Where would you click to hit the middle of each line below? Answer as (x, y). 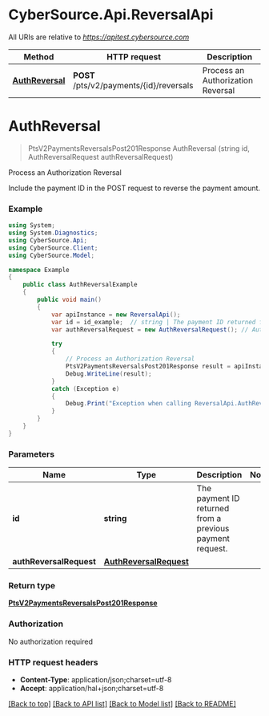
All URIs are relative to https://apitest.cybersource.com (99, 37)
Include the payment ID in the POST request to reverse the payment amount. (134, 188)
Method (39, 56)
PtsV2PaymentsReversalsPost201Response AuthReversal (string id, (139, 148)
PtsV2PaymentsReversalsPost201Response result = (148, 367)
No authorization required (51, 641)
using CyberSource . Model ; (51, 255)
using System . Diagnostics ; (53, 233)
